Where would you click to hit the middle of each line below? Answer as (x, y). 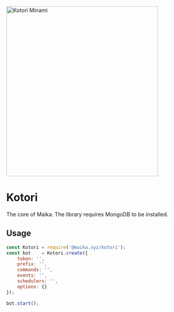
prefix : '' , (32, 264)
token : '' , (31, 259)
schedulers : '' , (38, 281)
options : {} (32, 287)
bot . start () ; (23, 303)
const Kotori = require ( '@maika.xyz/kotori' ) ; (66, 247)
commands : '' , (35, 270)
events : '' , (32, 276)
